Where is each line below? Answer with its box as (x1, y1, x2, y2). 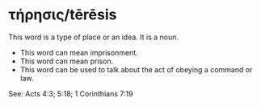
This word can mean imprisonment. (19, 47, 139, 57)
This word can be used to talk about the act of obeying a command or (19, 64, 253, 74)
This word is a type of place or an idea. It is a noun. (8, 32, 179, 42)
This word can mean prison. (19, 56, 114, 66)
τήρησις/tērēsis (8, 6, 117, 24)
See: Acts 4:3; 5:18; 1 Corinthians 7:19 (8, 88, 133, 98)
